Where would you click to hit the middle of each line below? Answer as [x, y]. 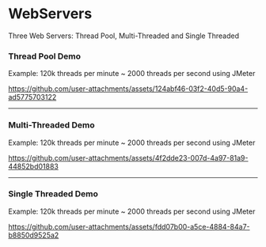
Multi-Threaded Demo [51, 125]
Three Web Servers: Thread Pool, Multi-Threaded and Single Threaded [124, 36]
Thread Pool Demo [45, 56]
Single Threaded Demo [53, 194]
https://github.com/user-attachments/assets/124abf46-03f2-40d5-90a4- [128, 89]
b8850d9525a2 [34, 235]
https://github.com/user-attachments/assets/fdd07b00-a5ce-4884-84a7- [129, 226]
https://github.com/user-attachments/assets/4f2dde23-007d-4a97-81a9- [128, 158]
